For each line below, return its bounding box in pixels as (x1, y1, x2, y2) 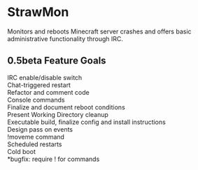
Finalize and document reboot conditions (7, 102, 126, 111)
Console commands (7, 95, 65, 104)
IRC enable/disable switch (7, 73, 83, 82)
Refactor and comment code (7, 88, 90, 96)
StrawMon (7, 4, 69, 20)
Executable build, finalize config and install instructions (7, 118, 166, 126)
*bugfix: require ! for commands (7, 155, 100, 163)
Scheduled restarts (7, 140, 62, 148)
